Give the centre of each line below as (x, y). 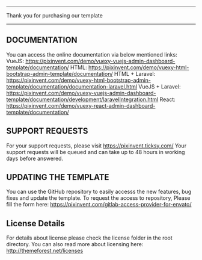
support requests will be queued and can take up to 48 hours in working (96, 152)
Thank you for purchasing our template (55, 15)
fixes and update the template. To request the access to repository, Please (98, 198)
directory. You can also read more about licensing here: (75, 244)
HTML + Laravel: (135, 73)
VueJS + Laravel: (159, 86)
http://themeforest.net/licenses (45, 251)
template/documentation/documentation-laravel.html (72, 86)
